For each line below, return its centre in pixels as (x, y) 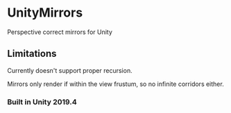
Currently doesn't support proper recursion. (70, 70)
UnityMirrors (45, 13)
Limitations (32, 54)
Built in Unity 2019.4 (42, 102)
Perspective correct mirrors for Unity (60, 32)
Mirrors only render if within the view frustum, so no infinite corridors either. (115, 84)
